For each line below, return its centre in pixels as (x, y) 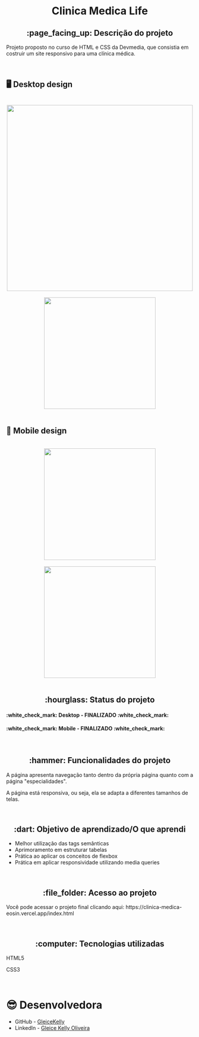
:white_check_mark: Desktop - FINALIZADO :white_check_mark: (88, 715)
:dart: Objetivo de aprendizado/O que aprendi (100, 830)
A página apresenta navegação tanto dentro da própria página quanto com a (100, 774)
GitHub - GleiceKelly (40, 1022)
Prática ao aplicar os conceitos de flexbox (66, 856)
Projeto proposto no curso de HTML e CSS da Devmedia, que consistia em (97, 47)
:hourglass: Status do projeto (100, 700)
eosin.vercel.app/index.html (40, 913)
